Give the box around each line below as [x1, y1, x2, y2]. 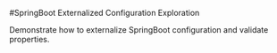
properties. [9, 34, 50, 44]
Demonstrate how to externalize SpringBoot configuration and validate [9, 25, 269, 34]
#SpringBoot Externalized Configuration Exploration [9, 8, 200, 18]
